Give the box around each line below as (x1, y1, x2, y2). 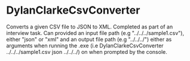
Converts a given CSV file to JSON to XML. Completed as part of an (6, 23, 173, 30)
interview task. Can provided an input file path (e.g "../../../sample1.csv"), (6, 29, 185, 36)
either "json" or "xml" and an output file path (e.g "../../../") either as (6, 36, 172, 43)
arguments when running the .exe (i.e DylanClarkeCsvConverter (6, 42, 164, 49)
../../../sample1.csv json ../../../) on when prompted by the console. (6, 48, 167, 55)
